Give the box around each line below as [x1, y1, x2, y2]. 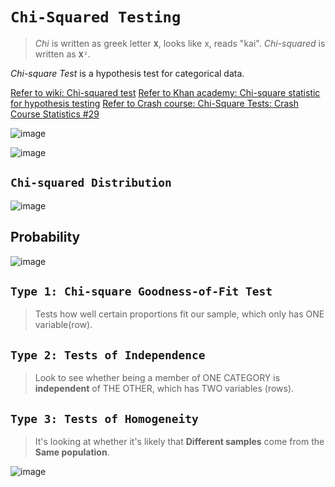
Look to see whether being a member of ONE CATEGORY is [34, 372, 281, 384]
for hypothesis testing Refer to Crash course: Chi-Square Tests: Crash [10, 97, 299, 109]
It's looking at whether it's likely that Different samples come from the [34, 436, 325, 447]
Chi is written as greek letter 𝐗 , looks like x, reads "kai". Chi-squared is [34, 37, 326, 49]
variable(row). [34, 319, 93, 331]
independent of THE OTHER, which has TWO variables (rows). [34, 383, 295, 395]
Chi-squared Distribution [10, 176, 172, 190]
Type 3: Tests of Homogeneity [10, 411, 199, 426]
